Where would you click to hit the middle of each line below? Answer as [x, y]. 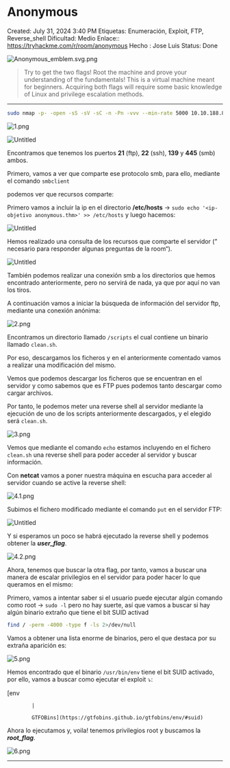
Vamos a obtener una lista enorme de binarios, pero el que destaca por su [112, 638]
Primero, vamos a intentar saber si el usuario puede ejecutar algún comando [115, 598]
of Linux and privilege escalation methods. [84, 94]
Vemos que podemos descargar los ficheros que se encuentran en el [104, 378]
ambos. [18, 160]
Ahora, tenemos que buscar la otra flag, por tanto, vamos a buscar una [107, 569]
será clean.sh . [27, 420]
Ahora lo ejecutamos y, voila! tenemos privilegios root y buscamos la [104, 730]
